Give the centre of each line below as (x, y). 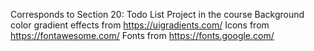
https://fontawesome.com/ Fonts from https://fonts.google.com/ (142, 35)
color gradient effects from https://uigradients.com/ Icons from (140, 25)
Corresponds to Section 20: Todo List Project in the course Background (157, 14)
